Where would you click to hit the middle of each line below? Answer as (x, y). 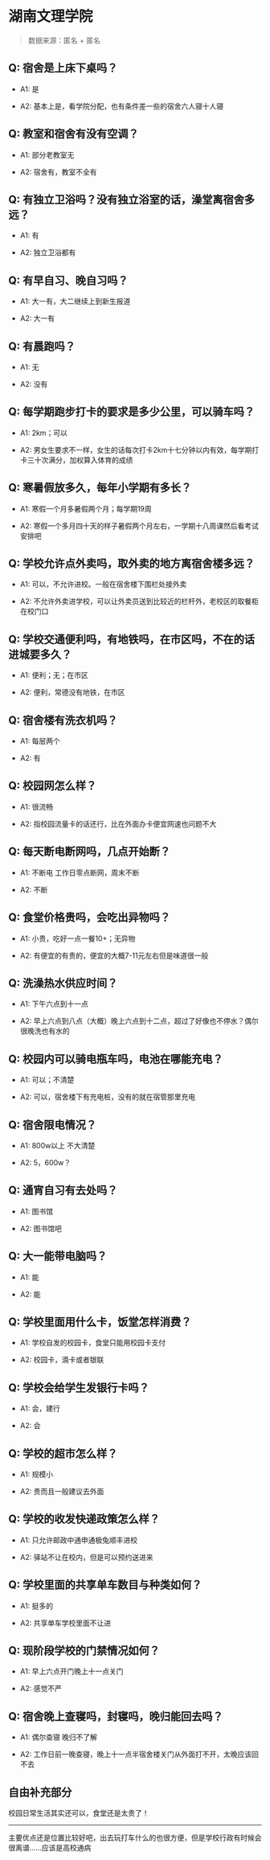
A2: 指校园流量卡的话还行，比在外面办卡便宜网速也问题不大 (118, 823)
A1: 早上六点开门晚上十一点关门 (72, 1671)
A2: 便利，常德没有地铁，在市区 (72, 692)
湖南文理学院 (51, 16)
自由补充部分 (40, 1792)
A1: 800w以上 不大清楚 (57, 1145)
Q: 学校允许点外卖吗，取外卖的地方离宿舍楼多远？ (132, 564)
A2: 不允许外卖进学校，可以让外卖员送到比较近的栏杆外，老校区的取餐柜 (139, 602)
